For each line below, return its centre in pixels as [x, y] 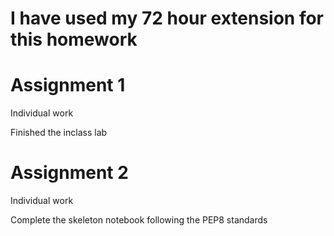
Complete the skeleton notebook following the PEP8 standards [139, 220]
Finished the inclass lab [59, 133]
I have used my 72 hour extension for [167, 18]
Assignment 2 [69, 173]
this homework [74, 39]
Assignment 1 [68, 85]
